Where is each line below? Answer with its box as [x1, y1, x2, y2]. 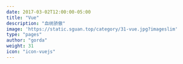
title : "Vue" [6, 15, 40, 21]
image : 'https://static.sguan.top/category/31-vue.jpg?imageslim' [6, 26, 178, 32]
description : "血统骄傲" [6, 20, 66, 26]
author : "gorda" [6, 37, 47, 43]
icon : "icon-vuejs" [6, 49, 56, 55]
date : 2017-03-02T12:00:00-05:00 [6, 9, 91, 15]
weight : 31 [6, 43, 34, 49]
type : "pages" [6, 32, 43, 38]
